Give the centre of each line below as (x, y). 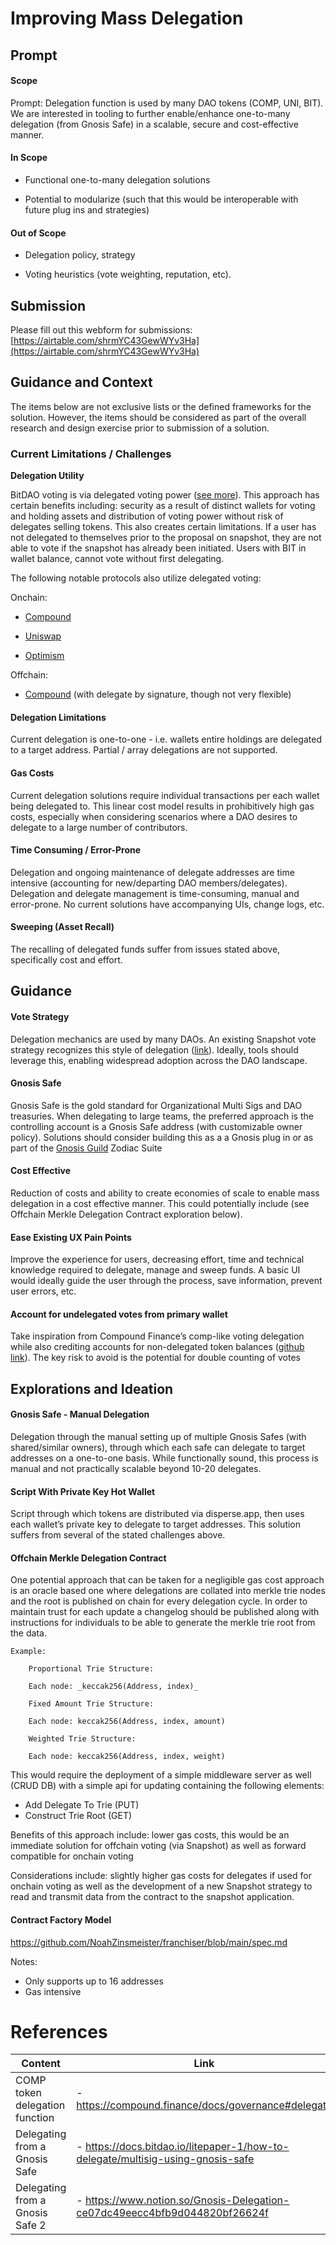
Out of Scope (38, 233)
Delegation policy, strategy (80, 255)
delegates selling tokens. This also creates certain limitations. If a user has (163, 527)
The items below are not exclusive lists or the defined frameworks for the (161, 406)
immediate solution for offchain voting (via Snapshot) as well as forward (158, 1846)
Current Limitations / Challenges (91, 454)
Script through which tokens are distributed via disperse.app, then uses (157, 1514)
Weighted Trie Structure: (82, 1739)
